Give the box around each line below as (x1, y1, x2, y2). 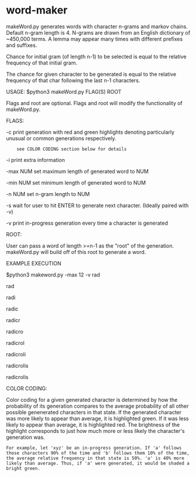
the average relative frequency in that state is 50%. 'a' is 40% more (6, 455, 184, 461)
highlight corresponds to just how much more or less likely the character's (6, 427, 185, 434)
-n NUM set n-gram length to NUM (6, 190, 90, 197)
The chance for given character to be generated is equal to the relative (6, 70, 177, 77)
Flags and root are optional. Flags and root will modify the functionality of (6, 99, 183, 106)
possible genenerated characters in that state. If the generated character (6, 408, 182, 415)
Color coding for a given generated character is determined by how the (6, 396, 178, 403)
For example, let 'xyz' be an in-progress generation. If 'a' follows (6, 445, 182, 451)
